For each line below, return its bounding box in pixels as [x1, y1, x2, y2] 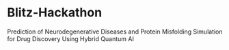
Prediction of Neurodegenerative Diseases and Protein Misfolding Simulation [7, 27, 224, 36]
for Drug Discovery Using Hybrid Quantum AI [7, 34, 135, 42]
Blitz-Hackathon [7, 5, 103, 21]
